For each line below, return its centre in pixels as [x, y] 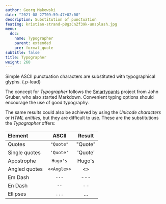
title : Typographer [26, 57]
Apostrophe [22, 161]
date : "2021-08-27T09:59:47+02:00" [43, 15]
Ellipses [17, 194]
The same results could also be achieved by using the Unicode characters [83, 112]
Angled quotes [25, 169]
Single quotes [24, 153]
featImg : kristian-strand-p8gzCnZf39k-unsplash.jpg [61, 24]
